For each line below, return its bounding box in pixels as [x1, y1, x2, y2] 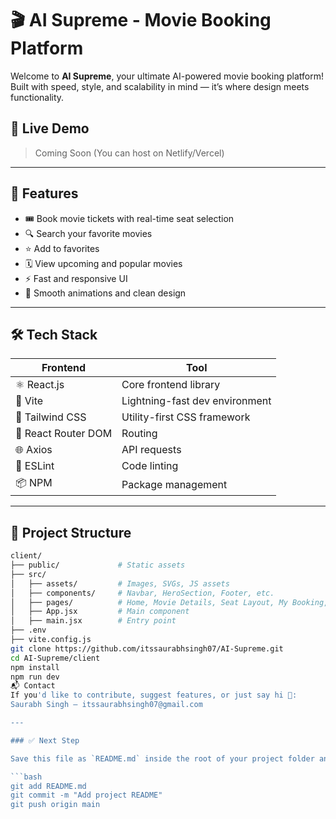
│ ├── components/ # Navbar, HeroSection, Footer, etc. [10, 588, 275, 598]
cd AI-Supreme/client [10, 653, 101, 663]
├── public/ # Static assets [10, 560, 186, 571]
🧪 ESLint [15, 459, 55, 473]
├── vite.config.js [10, 635, 92, 645]
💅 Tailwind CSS [15, 410, 87, 424]
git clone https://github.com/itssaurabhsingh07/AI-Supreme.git [10, 643, 284, 654]
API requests [121, 443, 182, 457]
